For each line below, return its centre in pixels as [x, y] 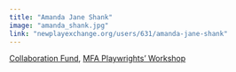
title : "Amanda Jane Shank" [61, 17]
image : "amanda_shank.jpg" [59, 25]
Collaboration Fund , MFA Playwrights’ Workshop [98, 59]
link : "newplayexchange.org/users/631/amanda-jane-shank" [118, 33]
